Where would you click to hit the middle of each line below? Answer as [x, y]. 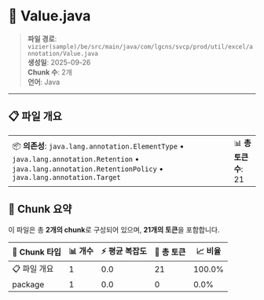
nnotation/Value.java [62, 53]
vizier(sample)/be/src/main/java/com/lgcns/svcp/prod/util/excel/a [140, 46]
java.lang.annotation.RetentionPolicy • [88, 168]
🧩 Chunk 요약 [40, 209]
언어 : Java [44, 82]
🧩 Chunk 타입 [37, 252]
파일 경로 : [42, 38]
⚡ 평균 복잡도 [124, 251]
